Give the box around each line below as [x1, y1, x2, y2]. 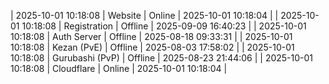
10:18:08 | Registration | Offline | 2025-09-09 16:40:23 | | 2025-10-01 [21, 20, 307, 32]
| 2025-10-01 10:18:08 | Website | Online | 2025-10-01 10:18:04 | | [10, 10, 279, 21]
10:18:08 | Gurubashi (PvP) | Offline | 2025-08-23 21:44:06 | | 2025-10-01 [10, 52, 314, 64]
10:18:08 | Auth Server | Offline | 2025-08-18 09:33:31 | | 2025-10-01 [10, 31, 293, 42]
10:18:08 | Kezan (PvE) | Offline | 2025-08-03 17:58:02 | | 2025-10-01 [10, 41, 295, 53]
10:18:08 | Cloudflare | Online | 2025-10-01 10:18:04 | [10, 63, 228, 74]
